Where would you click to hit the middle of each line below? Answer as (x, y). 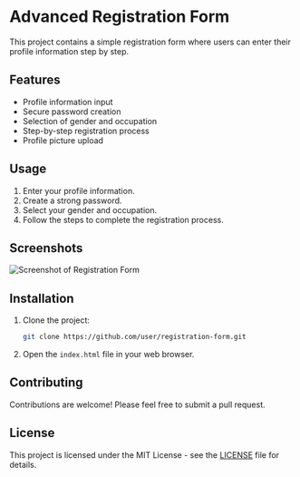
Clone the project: (56, 320)
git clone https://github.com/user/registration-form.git (134, 337)
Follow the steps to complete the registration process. (123, 219)
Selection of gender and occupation (90, 121)
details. (23, 464)
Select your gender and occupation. (89, 209)
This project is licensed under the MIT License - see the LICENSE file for (144, 454)
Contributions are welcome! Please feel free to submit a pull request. (137, 404)
